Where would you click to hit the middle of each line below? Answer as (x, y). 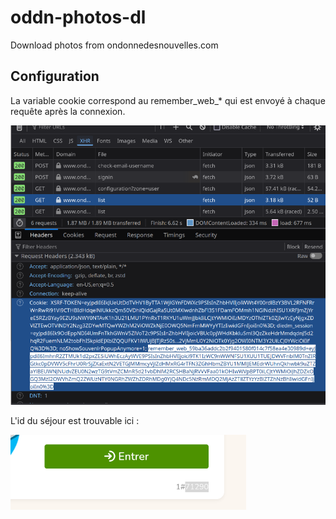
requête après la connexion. (68, 111)
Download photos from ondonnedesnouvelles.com (114, 45)
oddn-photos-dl (78, 17)
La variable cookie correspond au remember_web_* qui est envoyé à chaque (168, 100)
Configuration (55, 76)
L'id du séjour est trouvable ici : (75, 420)
